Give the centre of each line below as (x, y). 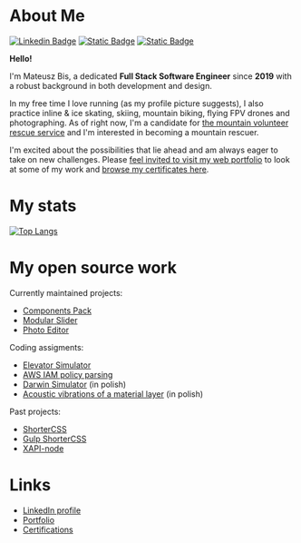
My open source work (93, 268)
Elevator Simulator (57, 365)
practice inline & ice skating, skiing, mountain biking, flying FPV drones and (150, 113)
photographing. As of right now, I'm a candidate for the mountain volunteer (149, 123)
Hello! (21, 58)
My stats (43, 206)
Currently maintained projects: (66, 292)
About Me (47, 16)
